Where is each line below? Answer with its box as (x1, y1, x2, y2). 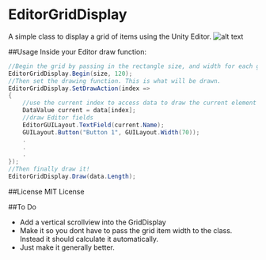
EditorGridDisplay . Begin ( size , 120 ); (8, 70, 133, 77)
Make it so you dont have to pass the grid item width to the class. (19, 225, 233, 235)
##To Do (8, 202, 37, 211)
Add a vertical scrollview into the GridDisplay (19, 217, 166, 227)
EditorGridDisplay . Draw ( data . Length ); (8, 172, 136, 181)
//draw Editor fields (22, 114, 93, 122)
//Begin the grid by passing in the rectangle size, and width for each (8, 62, 253, 70)
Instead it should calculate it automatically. (19, 234, 159, 243)
